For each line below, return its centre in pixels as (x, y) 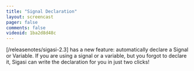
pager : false (22, 22)
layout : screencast (30, 17)
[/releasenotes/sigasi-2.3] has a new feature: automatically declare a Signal (97, 49)
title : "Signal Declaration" (42, 11)
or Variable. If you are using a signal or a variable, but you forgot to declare (96, 56)
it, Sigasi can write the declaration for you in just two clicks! (78, 62)
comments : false (26, 28)
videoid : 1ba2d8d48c (31, 33)
